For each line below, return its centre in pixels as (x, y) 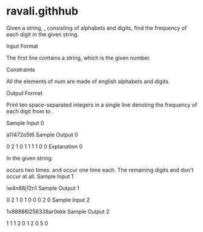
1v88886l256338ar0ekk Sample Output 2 (58, 211)
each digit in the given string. (42, 34)
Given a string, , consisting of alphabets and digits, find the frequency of (97, 28)
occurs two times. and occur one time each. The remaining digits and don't (100, 170)
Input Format (22, 46)
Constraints (21, 69)
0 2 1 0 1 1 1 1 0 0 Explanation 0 (45, 146)
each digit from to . (30, 111)
